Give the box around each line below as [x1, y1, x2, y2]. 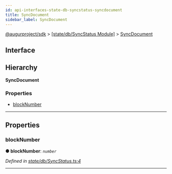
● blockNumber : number [5, 148, 57, 154]
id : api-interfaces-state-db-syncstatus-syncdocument [5, 7, 123, 13]
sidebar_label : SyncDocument [5, 17, 68, 22]
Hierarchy [5, 63, 38, 72]
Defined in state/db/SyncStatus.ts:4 [5, 158, 81, 164]
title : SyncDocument [5, 12, 50, 17]
